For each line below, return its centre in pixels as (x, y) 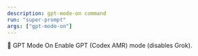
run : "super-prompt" (37, 20)
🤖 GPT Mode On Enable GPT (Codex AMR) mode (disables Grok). (100, 46)
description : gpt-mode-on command (57, 13)
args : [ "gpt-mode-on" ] (40, 26)
